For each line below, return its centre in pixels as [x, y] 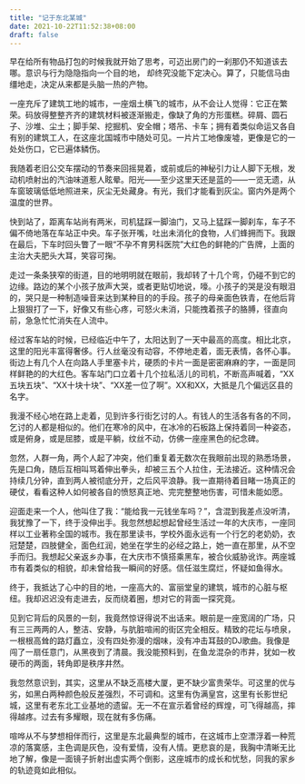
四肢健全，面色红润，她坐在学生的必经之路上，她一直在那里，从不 [164, 545]
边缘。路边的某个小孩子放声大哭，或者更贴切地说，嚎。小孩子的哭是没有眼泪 [152, 286]
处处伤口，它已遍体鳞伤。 [57, 149]
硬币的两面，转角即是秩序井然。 [69, 663]
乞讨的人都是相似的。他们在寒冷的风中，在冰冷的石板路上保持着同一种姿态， [152, 427]
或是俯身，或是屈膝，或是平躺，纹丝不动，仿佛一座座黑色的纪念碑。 [137, 439]
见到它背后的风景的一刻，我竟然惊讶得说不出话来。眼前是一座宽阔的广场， [148, 618]
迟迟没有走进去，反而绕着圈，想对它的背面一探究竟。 [140, 599]
